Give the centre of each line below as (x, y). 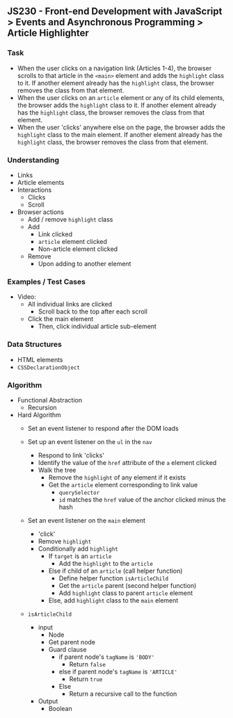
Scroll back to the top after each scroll (93, 311)
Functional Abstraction (49, 400)
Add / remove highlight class (70, 219)
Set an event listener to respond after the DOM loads (103, 428)
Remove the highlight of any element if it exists (117, 477)
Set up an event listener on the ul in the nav (90, 441)
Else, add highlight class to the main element (113, 600)
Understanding (33, 160)
